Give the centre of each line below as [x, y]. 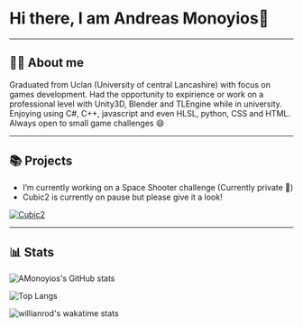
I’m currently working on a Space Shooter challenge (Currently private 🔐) [158, 187]
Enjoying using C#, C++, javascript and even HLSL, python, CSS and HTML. [150, 113]
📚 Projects [41, 161]
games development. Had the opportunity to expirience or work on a [137, 94]
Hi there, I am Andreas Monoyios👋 [139, 19]
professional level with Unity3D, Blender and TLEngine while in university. [146, 104]
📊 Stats [32, 252]
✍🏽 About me [46, 63]
